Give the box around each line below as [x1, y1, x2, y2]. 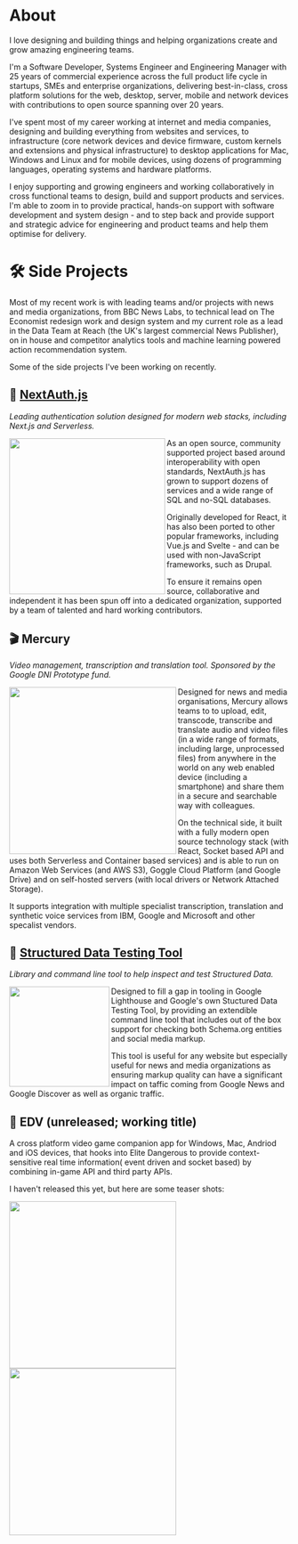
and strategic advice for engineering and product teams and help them [9, 219, 269, 230]
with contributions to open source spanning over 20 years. [9, 99, 224, 110]
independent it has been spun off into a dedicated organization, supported [9, 595, 282, 605]
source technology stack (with [177, 836, 289, 847]
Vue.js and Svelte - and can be [166, 540, 280, 550]
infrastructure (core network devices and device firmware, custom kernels [9, 135, 282, 146]
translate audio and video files [177, 724, 289, 735]
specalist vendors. [9, 919, 77, 930]
